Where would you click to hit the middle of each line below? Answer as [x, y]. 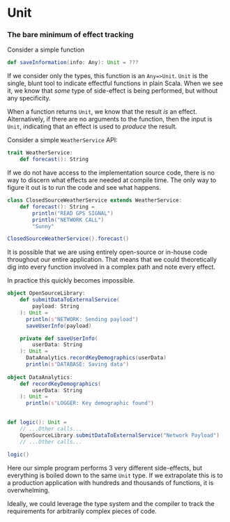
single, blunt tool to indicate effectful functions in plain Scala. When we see [115, 83]
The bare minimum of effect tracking [70, 35]
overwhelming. [29, 491]
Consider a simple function [46, 50]
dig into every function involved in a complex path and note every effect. [112, 267]
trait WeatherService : [40, 153]
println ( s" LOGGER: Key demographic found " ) [90, 403]
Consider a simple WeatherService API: [63, 140]
